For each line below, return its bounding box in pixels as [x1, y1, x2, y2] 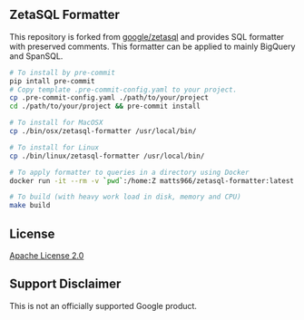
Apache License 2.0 [9, 250, 84, 261]
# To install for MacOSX [9, 118, 103, 128]
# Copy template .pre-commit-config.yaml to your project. [9, 85, 238, 94]
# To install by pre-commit [9, 68, 116, 77]
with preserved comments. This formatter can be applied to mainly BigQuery [9, 41, 296, 52]
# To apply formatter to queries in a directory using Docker [9, 168, 250, 177]
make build [9, 201, 51, 210]
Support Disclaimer [9, 276, 122, 292]
